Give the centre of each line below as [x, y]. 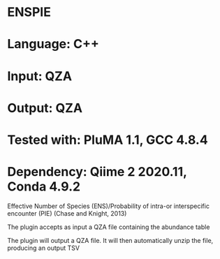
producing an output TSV [44, 248]
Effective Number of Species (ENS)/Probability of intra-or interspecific [108, 206]
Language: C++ [53, 44]
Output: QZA [45, 108]
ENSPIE [29, 12]
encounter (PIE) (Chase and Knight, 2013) [67, 213]
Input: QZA [39, 76]
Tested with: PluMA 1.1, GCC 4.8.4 [108, 140]
